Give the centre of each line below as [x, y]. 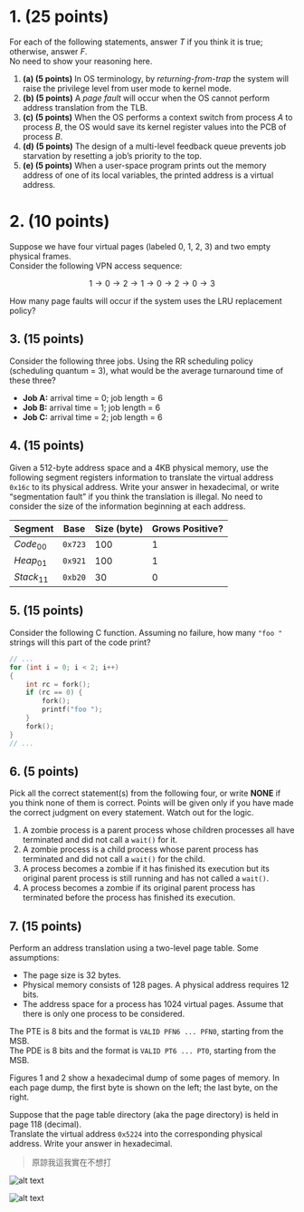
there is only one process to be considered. [104, 1014]
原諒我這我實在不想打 [71, 1162]
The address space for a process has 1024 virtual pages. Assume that [153, 1004]
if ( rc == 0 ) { [54, 693]
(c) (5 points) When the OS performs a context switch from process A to [157, 117]
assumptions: [34, 958]
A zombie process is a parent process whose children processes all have [158, 830]
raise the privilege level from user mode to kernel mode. [127, 88]
